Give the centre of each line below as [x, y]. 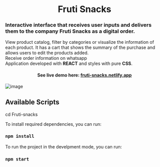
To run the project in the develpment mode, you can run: [64, 146]
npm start [17, 159]
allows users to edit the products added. [47, 53]
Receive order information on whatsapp [46, 58]
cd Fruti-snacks [21, 114]
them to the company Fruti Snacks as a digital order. [70, 31]
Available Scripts [32, 102]
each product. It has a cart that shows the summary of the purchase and [80, 48]
